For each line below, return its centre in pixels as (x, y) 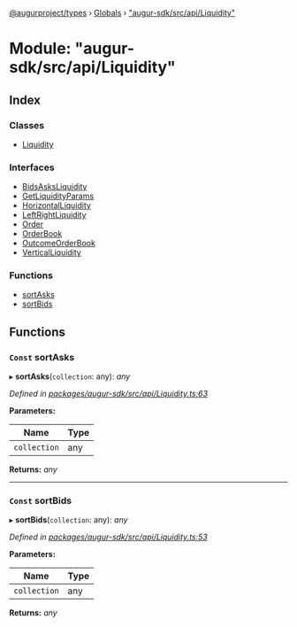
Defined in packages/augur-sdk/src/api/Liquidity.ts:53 (108, 537)
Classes (27, 125)
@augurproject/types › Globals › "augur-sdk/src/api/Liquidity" (122, 13)
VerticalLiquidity (51, 252)
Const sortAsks (42, 357)
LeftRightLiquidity (54, 215)
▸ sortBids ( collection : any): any (69, 520)
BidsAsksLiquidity (54, 187)
